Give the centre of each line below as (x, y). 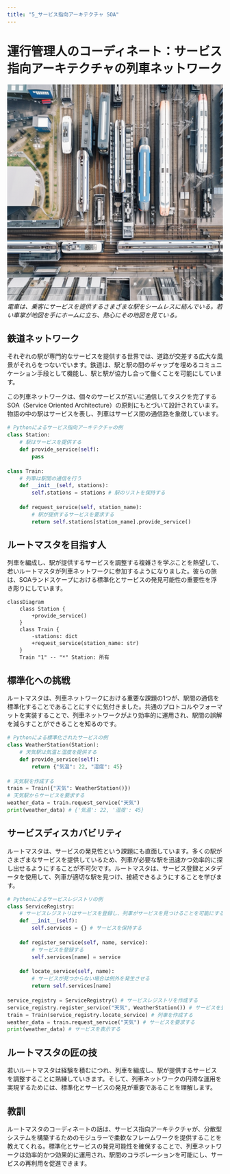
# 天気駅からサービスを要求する (46, 796)
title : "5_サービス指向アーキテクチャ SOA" (63, 14)
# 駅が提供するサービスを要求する (73, 515)
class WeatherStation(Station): (53, 745)
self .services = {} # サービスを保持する (87, 928)
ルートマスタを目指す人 (56, 545)
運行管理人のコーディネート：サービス (115, 51)
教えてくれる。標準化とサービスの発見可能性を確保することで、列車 (103, 1146)
